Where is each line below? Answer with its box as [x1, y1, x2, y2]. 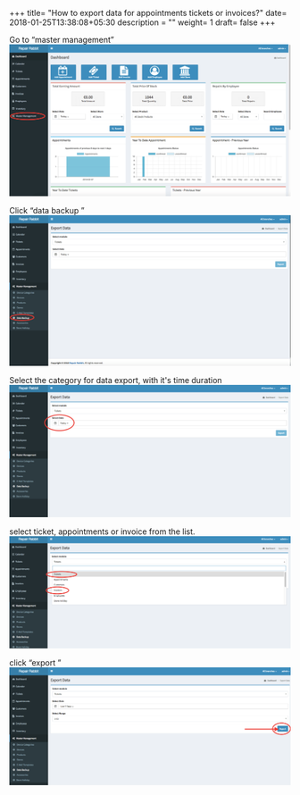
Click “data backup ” [9, 205, 85, 216]
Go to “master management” [9, 35, 114, 45]
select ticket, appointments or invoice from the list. [9, 526, 196, 537]
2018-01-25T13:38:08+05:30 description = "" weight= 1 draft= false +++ [9, 17, 276, 28]
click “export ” [9, 657, 62, 668]
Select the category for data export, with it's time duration [9, 375, 222, 386]
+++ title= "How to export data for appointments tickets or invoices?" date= [9, 8, 287, 18]
